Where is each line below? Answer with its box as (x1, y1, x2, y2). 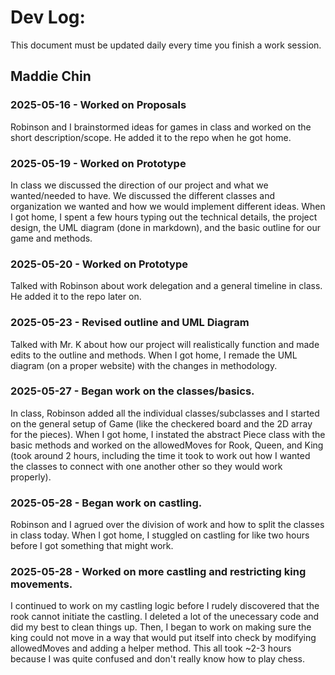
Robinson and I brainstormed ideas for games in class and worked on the (10, 121, 312, 133)
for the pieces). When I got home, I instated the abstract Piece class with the (10, 428, 326, 440)
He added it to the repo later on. (10, 291, 142, 303)
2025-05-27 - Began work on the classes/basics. (10, 384, 255, 398)
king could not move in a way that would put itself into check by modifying (10, 632, 317, 644)
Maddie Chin (10, 68, 92, 85)
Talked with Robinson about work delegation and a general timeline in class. (10, 280, 323, 292)
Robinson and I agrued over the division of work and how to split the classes (10, 519, 325, 531)
